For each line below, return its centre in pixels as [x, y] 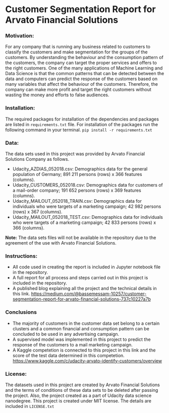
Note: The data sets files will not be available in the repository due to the [81, 238]
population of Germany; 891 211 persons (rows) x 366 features [77, 174]
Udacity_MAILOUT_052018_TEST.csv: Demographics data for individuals [88, 217]
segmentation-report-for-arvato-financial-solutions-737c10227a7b [82, 299]
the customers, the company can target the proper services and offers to [81, 63]
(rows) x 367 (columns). [37, 212]
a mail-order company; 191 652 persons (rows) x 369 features [77, 191]
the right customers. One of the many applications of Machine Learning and [84, 68]
